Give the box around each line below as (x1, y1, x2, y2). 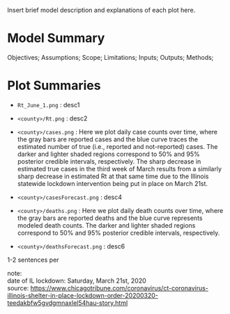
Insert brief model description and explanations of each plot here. (7, 6, 196, 14)
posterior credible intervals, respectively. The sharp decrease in (17, 157, 201, 166)
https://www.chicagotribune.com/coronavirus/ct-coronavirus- (30, 283, 209, 292)
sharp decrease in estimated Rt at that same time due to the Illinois (17, 172, 209, 180)
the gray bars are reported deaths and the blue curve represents (17, 214, 203, 222)
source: (7, 283, 29, 292)
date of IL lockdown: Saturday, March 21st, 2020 (7, 276, 146, 285)
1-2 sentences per (7, 256, 59, 264)
